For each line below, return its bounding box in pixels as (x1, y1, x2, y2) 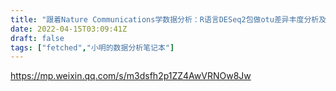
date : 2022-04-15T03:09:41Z (10, 24, 128, 34)
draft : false (10, 33, 65, 43)
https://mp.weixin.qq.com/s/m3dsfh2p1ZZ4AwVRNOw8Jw (10, 70, 252, 82)
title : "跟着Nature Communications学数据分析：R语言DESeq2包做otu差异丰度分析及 (10, 14, 327, 25)
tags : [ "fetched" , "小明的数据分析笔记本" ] (10, 42, 175, 53)
